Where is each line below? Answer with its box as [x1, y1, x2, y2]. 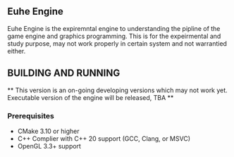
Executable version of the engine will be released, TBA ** [7, 93, 174, 101]
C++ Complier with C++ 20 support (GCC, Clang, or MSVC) [17, 134, 190, 143]
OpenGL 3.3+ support [17, 142, 81, 150]
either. [7, 46, 26, 55]
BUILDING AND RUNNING [7, 67, 121, 80]
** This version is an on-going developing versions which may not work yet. [7, 86, 228, 94]
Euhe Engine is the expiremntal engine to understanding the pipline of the [7, 24, 221, 32]
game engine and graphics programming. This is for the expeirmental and [7, 32, 221, 40]
